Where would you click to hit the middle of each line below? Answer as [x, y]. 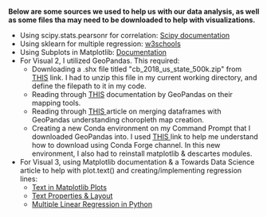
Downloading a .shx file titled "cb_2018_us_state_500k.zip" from [137, 69]
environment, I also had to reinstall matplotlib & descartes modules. [142, 153]
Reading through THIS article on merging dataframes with [126, 111]
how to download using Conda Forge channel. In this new [126, 145]
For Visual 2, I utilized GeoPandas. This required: [100, 60]
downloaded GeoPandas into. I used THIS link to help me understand [145, 137]
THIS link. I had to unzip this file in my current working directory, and [144, 77]
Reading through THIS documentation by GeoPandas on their [132, 94]
